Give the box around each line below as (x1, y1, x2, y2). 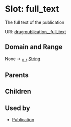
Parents (5, 71, 29, 79)
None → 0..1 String (5, 56, 41, 63)
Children (5, 87, 31, 95)
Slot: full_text (5, 3, 59, 15)
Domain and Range (5, 43, 63, 51)
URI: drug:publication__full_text (5, 29, 66, 34)
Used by (5, 104, 30, 112)
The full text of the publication (5, 19, 65, 25)
